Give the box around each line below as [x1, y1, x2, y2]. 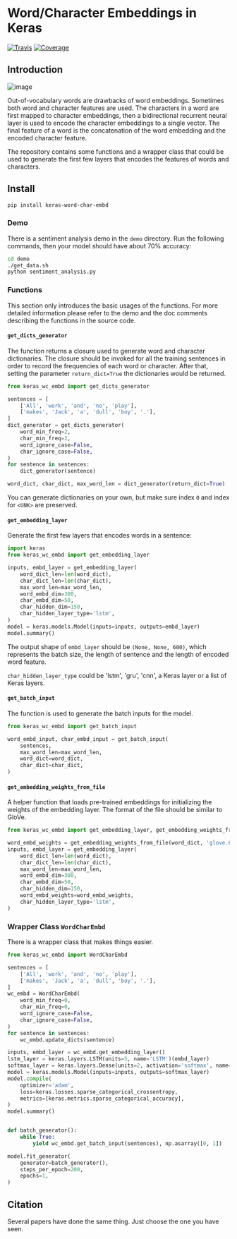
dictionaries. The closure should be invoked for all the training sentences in [7, 354, 226, 363]
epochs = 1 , [20, 1173, 49, 1180]
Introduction [7, 64, 63, 75]
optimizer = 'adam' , [20, 1082, 74, 1089]
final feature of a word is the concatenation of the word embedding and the [7, 126, 226, 135]
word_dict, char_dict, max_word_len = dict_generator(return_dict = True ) [7, 481, 226, 488]
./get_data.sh [7, 262, 49, 269]
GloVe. [7, 813, 27, 821]
